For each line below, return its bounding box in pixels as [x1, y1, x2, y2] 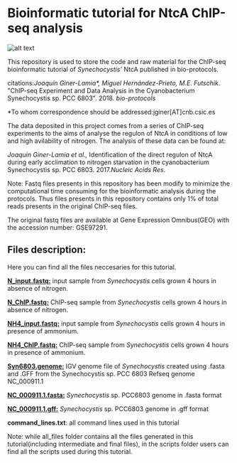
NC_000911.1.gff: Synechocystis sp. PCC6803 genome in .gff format [7, 404, 209, 413]
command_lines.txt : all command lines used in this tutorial [7, 418, 180, 427]
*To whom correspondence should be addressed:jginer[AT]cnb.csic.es [7, 107, 216, 116]
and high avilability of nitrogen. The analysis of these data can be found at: [7, 137, 226, 145]
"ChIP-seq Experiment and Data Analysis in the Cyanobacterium [7, 86, 195, 95]
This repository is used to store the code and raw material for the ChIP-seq [7, 57, 226, 65]
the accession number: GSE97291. [7, 223, 108, 232]
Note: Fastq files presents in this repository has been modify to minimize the [7, 179, 231, 188]
